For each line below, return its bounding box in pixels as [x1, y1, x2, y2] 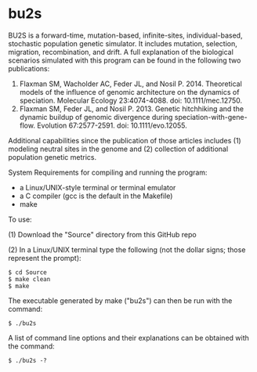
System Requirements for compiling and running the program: [8, 168, 208, 177]
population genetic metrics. [8, 152, 96, 161]
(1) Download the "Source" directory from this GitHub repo [8, 229, 197, 239]
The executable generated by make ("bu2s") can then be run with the [8, 295, 233, 305]
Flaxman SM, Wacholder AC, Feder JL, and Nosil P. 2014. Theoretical [19, 79, 243, 88]
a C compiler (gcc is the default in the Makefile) [19, 191, 173, 200]
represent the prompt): [8, 253, 81, 262]
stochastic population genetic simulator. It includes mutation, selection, [8, 38, 237, 48]
